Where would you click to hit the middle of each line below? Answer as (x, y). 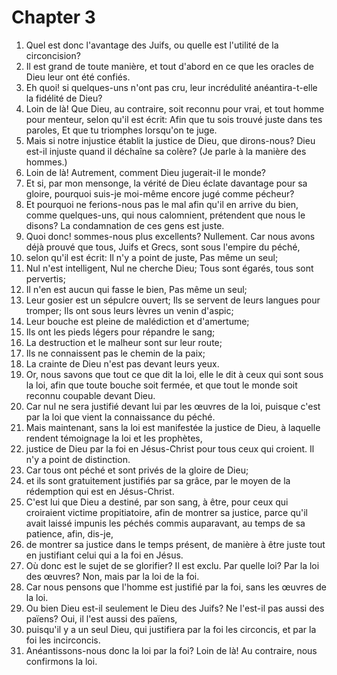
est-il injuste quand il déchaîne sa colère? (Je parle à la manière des (166, 151)
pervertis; (45, 278)
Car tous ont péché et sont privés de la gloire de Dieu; (137, 470)
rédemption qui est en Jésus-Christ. (100, 491)
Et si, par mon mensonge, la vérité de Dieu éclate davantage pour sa (166, 183)
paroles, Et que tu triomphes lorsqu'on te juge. (121, 130)
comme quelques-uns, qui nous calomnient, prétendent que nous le (165, 215)
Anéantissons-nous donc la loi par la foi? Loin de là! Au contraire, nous (171, 650)
